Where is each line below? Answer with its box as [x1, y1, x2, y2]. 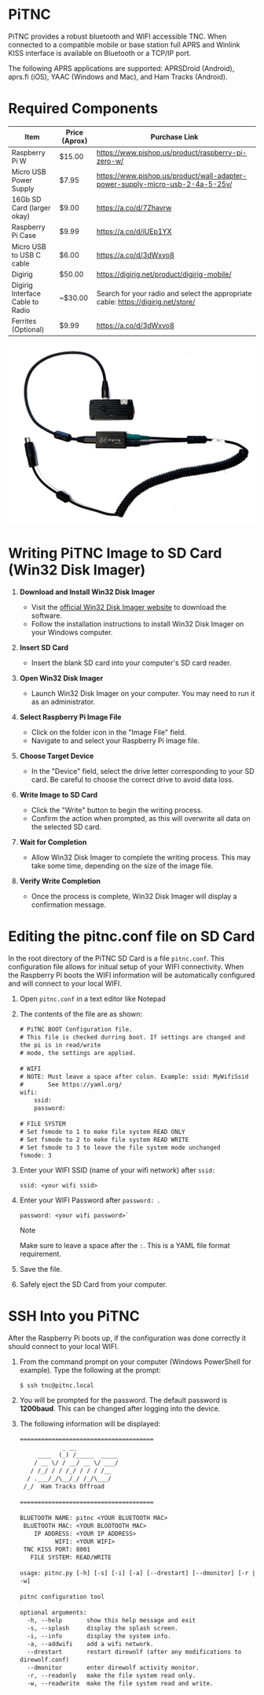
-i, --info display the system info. [27, 1632, 171, 1640]
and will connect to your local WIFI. [8, 979, 122, 988]
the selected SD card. [31, 822, 102, 831]
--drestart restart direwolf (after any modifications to [27, 1648, 242, 1656]
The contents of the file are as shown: [19, 1009, 143, 1018]
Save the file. [19, 1264, 63, 1273]
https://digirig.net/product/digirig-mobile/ [96, 269, 232, 279]
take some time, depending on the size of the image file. [31, 861, 214, 870]
